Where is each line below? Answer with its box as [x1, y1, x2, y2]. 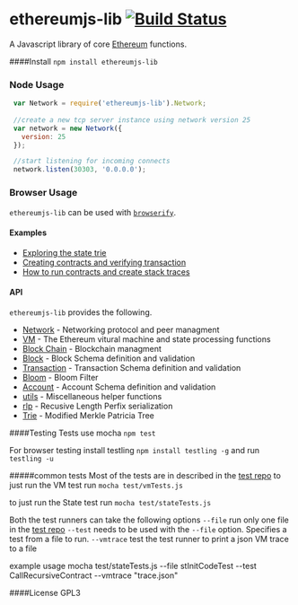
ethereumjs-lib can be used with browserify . [9, 206, 177, 217]
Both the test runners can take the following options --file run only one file [9, 514, 289, 525]
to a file [9, 543, 38, 554]
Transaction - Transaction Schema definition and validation [22, 362, 241, 373]
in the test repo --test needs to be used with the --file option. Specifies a [9, 523, 287, 534]
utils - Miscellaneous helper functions [22, 390, 162, 401]
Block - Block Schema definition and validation [22, 353, 196, 364]
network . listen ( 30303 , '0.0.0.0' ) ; [13, 165, 146, 174]
